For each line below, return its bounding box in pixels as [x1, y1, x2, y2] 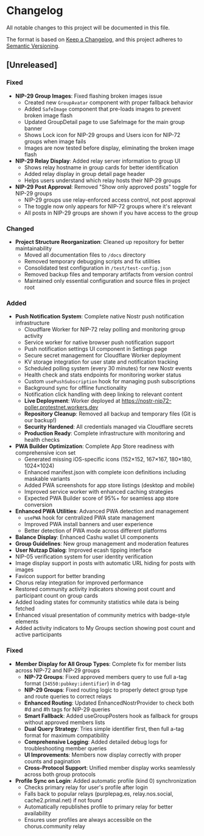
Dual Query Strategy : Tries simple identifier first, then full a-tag [24, 725, 185, 732]
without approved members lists [24, 719, 105, 726]
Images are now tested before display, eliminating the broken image [24, 144, 195, 152]
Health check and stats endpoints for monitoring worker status [24, 371, 181, 379]
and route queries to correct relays [24, 692, 111, 700]
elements [15, 618, 39, 625]
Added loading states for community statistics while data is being [15, 598, 180, 606]
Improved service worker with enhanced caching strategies [24, 488, 174, 496]
